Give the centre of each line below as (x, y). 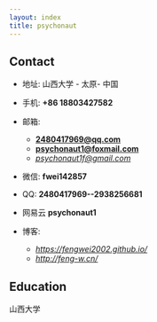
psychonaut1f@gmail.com (83, 158)
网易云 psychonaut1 (59, 213)
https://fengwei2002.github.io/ (91, 249)
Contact (32, 62)
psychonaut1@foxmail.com (87, 149)
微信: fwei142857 (54, 177)
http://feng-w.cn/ (67, 259)
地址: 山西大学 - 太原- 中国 (70, 84)
